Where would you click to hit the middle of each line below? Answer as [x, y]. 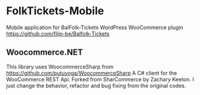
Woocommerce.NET [45, 53]
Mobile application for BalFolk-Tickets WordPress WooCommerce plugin [95, 27]
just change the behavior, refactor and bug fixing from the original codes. [96, 85]
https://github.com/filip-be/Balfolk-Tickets [58, 33]
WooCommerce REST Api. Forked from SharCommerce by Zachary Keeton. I [100, 79]
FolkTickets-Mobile [55, 11]
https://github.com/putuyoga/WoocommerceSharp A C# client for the [92, 73]
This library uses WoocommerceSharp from [60, 66]
